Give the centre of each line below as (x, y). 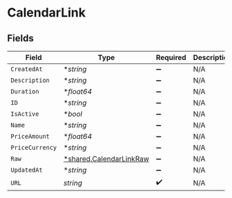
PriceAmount (30, 136)
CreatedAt (27, 69)
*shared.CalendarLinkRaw (106, 159)
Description (30, 80)
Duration (25, 91)
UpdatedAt (27, 170)
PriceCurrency (34, 147)
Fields (21, 38)
